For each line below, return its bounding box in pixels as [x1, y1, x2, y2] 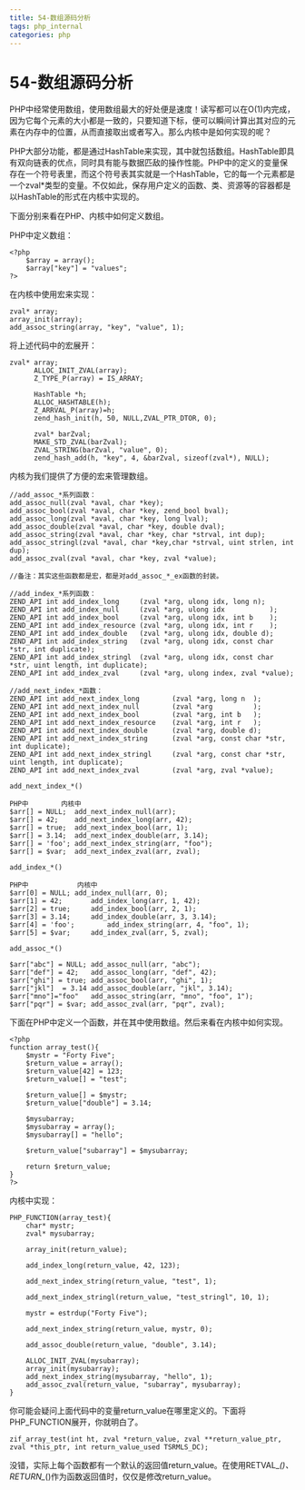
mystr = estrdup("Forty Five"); [25, 1309, 148, 1318]
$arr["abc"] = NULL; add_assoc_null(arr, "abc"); [9, 960, 202, 969]
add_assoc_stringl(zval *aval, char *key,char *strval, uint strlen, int [9, 538, 295, 548]
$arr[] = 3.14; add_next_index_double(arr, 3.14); [9, 831, 209, 840]
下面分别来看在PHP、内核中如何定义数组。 [9, 211, 170, 222]
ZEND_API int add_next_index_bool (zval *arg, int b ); [9, 710, 261, 720]
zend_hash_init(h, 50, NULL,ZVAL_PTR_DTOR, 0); [33, 414, 218, 423]
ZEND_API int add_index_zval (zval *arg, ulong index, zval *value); [9, 669, 295, 678]
